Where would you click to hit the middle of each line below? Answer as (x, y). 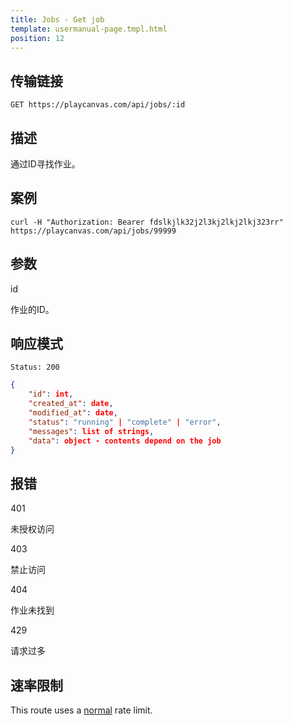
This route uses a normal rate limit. (81, 710)
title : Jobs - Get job (57, 19)
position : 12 (37, 38)
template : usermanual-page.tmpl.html (89, 29)
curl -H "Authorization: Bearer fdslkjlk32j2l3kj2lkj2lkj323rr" (147, 222)
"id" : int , (51, 394)
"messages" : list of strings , (91, 431)
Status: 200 (35, 367)
